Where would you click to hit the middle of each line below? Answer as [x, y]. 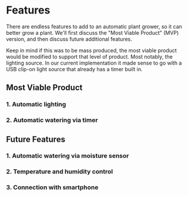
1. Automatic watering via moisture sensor [68, 156]
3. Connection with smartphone [52, 188]
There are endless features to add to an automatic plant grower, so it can [94, 26]
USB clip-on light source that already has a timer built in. [74, 69]
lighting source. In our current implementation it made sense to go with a [94, 63]
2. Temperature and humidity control [60, 172]
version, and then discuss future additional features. [69, 39]
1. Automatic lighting [36, 105]
